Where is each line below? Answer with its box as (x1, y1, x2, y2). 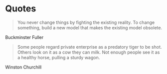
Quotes (5, 3, 36, 14)
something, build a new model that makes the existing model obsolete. (17, 24, 163, 30)
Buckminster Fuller (5, 34, 44, 40)
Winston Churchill (5, 64, 42, 70)
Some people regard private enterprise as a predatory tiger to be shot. (17, 44, 162, 50)
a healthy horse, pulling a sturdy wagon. (17, 54, 100, 60)
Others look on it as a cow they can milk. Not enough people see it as (17, 49, 160, 55)
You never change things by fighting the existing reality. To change (17, 19, 155, 25)
